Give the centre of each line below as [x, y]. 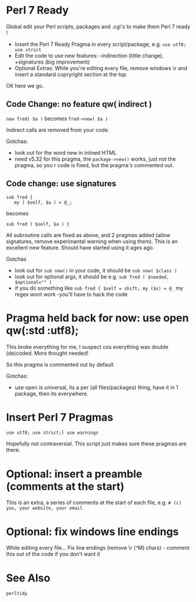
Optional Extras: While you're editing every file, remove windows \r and [101, 68]
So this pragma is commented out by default [60, 364]
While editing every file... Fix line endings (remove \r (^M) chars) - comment [98, 548]
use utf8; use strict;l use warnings [52, 433]
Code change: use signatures [61, 184]
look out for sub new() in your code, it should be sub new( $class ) [96, 270]
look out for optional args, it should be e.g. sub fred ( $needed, [92, 277]
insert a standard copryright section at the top [70, 74]
